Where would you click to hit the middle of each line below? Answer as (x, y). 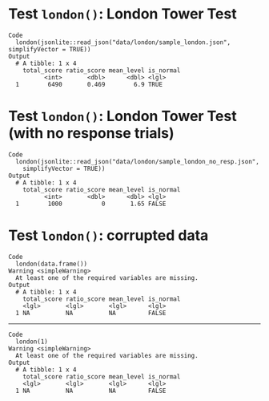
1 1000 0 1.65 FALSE (91, 204)
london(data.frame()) (52, 264)
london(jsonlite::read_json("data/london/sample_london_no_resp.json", (138, 161)
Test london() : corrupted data (108, 235)
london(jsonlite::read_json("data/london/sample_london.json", (123, 42)
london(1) (32, 342)
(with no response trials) (91, 134)
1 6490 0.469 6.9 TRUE (89, 84)
